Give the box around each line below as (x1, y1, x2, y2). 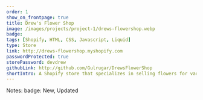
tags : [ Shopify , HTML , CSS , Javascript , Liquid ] (6, 37, 131, 43)
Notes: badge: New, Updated (6, 87, 79, 94)
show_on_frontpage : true (6, 14, 69, 20)
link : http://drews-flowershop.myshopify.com (6, 48, 123, 54)
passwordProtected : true (6, 54, 69, 60)
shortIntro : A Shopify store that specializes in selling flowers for (6, 70, 188, 77)
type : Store (6, 43, 36, 49)
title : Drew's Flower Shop (6, 20, 74, 26)
